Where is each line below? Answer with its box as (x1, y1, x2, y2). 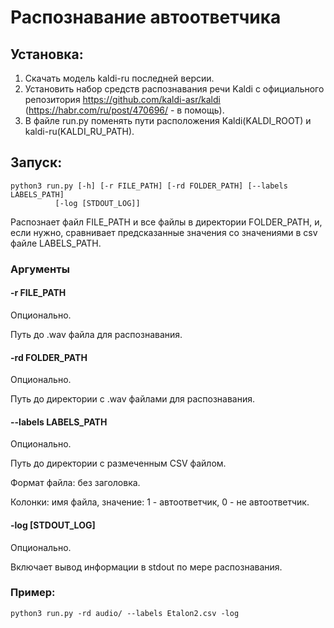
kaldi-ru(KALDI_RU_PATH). (24, 126, 135, 137)
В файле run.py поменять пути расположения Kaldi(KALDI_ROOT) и (24, 115, 312, 126)
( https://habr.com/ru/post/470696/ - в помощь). (24, 104, 225, 116)
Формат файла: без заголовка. (10, 477, 141, 489)
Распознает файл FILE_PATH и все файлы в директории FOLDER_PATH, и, (10, 216, 323, 228)
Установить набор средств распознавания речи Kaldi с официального (24, 83, 325, 95)
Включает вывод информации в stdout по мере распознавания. (10, 561, 283, 573)
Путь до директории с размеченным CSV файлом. (10, 457, 227, 470)
